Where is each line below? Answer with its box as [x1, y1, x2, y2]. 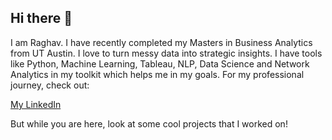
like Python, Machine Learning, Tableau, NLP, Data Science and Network [10, 57, 310, 70]
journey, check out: [10, 79, 90, 91]
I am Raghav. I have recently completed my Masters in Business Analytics [10, 36, 313, 48]
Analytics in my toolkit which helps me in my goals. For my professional [10, 68, 305, 80]
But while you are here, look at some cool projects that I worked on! [10, 117, 288, 130]
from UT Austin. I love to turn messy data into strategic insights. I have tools [10, 47, 323, 59]
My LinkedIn [10, 98, 62, 110]
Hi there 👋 [10, 10, 73, 27]
